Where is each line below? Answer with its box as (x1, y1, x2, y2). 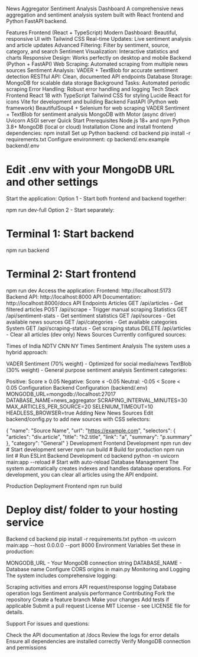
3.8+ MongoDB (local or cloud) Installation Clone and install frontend (6, 124, 173, 130)
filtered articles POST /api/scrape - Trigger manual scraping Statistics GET (6, 306, 188, 313)
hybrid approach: (6, 348, 48, 355)
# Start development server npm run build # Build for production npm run (6, 446, 184, 453)
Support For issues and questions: (6, 620, 90, 627)
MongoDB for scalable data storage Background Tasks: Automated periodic (6, 79, 190, 86)
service (6, 516, 44, 529)
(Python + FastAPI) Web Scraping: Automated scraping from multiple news (6, 60, 188, 67)
